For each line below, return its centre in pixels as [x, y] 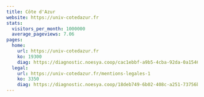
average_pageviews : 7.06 [43, 34]
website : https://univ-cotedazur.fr [53, 17]
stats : [15, 23]
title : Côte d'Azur [31, 12]
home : [19, 46]
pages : [15, 40]
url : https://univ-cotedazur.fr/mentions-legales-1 [84, 74]
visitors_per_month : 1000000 [49, 29]
